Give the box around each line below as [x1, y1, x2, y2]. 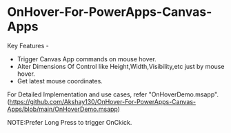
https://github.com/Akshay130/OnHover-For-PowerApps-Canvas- [9, 97, 197, 105]
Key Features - [7, 41, 50, 50]
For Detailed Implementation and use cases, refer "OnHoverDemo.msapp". [7, 90, 219, 99]
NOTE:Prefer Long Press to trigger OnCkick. [7, 118, 132, 126]
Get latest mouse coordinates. [17, 76, 103, 85]
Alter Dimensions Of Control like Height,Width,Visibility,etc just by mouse [17, 62, 225, 70]
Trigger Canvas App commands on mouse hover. [17, 54, 157, 63]
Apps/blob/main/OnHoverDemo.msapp [7, 105, 119, 113]
